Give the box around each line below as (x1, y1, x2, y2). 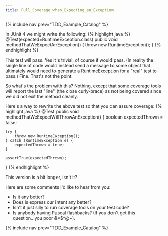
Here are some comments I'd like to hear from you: (5, 184, 111, 190)
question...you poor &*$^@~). (12, 215, 76, 221)
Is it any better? (12, 194, 45, 200)
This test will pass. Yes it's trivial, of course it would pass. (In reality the (5, 56, 154, 63)
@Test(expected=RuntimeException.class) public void (5, 36, 118, 42)
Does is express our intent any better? (12, 199, 92, 205)
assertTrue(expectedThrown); (5, 155, 67, 160)
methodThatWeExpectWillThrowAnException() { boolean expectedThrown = (5, 114, 163, 120)
